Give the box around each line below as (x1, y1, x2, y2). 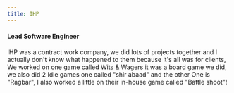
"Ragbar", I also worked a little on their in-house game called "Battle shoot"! (7, 77, 228, 86)
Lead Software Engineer (7, 32, 80, 41)
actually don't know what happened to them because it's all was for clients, (7, 55, 226, 63)
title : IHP (7, 10, 39, 18)
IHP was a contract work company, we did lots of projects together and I (7, 47, 217, 56)
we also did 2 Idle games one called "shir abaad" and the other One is (7, 70, 210, 78)
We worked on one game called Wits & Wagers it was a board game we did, (7, 63, 227, 71)
